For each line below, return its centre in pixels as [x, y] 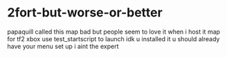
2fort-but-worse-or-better [85, 13]
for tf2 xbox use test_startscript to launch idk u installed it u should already [113, 38]
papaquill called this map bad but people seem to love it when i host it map [113, 32]
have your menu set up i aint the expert [63, 46]
